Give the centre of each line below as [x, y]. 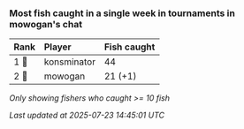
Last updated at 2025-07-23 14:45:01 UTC [87, 115]
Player [58, 47]
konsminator [69, 62]
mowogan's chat [46, 24]
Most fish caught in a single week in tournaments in [122, 13]
